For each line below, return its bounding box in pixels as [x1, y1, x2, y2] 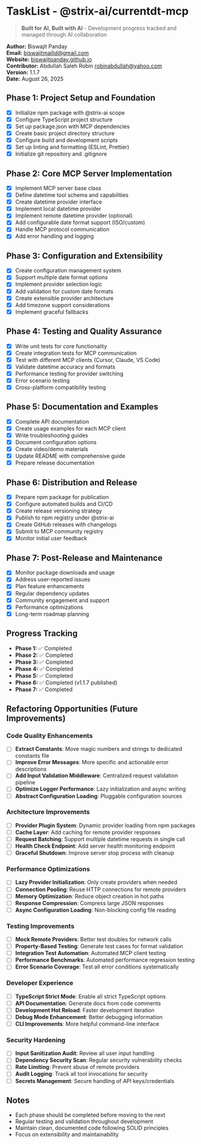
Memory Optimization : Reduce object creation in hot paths [15, 892, 164, 900]
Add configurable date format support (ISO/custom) [15, 219, 146, 226]
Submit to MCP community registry [15, 528, 104, 535]
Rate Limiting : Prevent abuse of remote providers [15, 1064, 140, 1071]
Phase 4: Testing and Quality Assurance [6, 326, 163, 336]
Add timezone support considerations [15, 301, 110, 308]
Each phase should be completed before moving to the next [15, 1111, 166, 1119]
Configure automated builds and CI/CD [15, 500, 113, 508]
